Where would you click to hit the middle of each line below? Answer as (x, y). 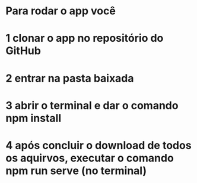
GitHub (23, 51)
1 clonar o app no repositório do (85, 38)
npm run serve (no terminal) (76, 170)
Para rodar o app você (61, 11)
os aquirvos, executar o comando (90, 158)
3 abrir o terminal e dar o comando (92, 105)
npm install (34, 118)
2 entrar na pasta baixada (70, 78)
